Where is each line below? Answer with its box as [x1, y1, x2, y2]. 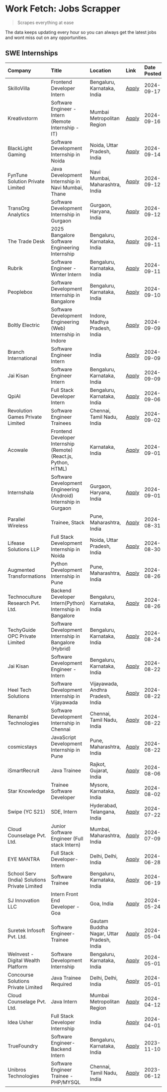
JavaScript [51, 734, 76, 741]
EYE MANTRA [7, 856, 40, 863]
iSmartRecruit [7, 767, 40, 774]
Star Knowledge [7, 788, 45, 795]
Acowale [7, 446, 28, 453]
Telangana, [89, 808, 116, 815]
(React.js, [51, 453, 73, 460]
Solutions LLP [7, 546, 40, 553]
